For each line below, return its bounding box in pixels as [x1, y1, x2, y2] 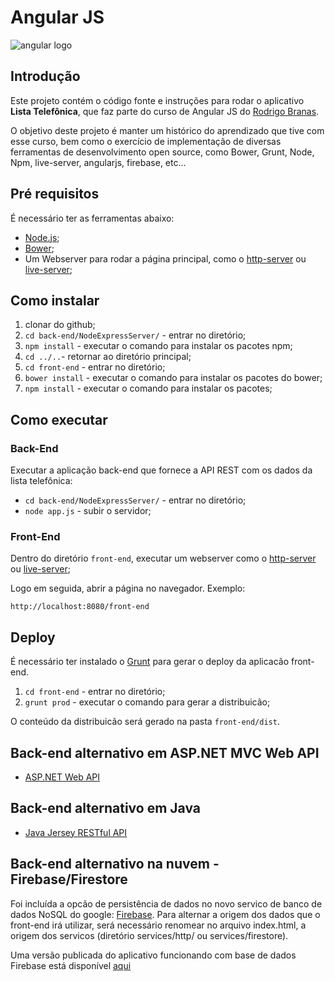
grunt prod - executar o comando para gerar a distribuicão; [24, 696, 271, 708]
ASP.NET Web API [24, 771, 100, 783]
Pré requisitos [10, 186, 100, 203]
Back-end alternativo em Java [10, 800, 201, 817]
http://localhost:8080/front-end [10, 602, 150, 612]
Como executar [10, 411, 108, 428]
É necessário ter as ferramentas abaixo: [10, 212, 175, 224]
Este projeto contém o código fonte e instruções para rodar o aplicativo [10, 94, 305, 106]
